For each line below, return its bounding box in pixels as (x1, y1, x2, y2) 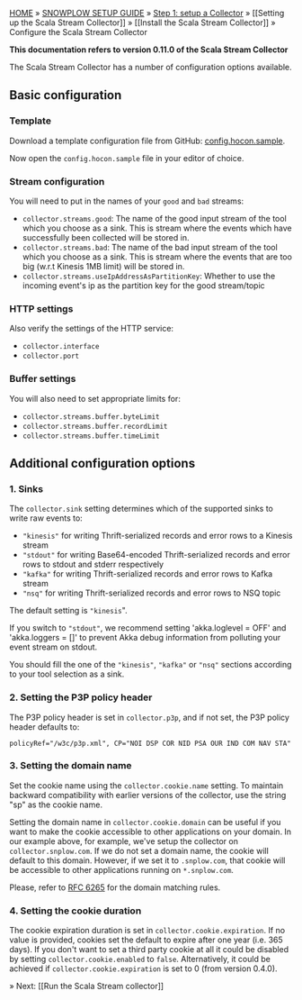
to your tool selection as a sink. (9, 668, 125, 679)
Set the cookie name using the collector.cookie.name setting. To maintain (9, 779, 284, 791)
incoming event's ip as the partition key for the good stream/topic (22, 279, 265, 291)
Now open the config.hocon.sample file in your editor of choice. (9, 152, 244, 163)
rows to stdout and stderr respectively (22, 559, 164, 570)
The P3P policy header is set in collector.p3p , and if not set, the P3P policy (9, 712, 290, 723)
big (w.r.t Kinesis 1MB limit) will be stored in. (22, 260, 185, 271)
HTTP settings (9, 302, 74, 314)
